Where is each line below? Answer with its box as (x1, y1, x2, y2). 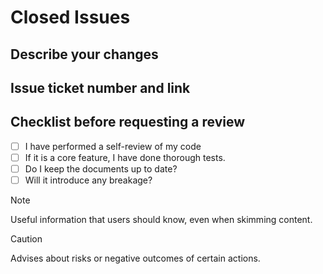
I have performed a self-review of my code (24, 140, 202, 152)
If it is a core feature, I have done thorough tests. (24, 151, 226, 163)
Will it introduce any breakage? (24, 174, 153, 186)
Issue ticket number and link (10, 79, 191, 96)
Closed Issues (10, 6, 131, 29)
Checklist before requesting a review (10, 114, 246, 131)
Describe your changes (10, 46, 159, 63)
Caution (10, 233, 43, 245)
